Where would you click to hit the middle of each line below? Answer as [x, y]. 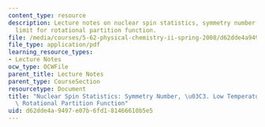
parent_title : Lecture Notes [56, 74]
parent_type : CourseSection [54, 81]
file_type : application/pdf [54, 45]
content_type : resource [47, 15]
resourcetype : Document [47, 89]
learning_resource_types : [50, 52]
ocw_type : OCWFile [38, 67]
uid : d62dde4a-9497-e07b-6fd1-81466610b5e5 [81, 111]
